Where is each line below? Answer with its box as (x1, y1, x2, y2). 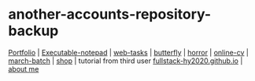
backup (8, 22, 59, 40)
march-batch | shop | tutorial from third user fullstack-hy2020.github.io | (8, 56, 243, 65)
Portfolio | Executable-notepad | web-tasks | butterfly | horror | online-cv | (8, 48, 249, 57)
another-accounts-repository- (8, 5, 212, 23)
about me (8, 64, 39, 73)
